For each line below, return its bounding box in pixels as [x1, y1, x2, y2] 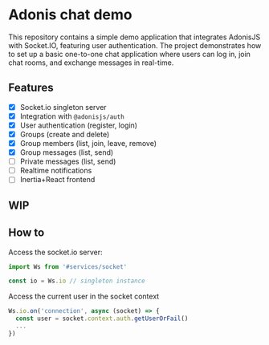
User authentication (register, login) [19, 120, 138, 130]
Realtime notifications [19, 166, 92, 176]
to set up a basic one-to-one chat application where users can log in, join [8, 49, 251, 59]
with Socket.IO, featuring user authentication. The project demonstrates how [8, 40, 262, 50]
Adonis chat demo [8, 6, 132, 24]
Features [8, 81, 54, 95]
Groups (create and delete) [19, 129, 110, 139]
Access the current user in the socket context [8, 291, 160, 302]
